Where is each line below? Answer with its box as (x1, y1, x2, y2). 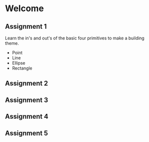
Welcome (5, 3, 44, 14)
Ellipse (12, 60, 26, 66)
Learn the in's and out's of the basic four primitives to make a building (5, 35, 145, 41)
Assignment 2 (5, 79, 48, 88)
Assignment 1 (5, 22, 47, 31)
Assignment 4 (5, 112, 48, 121)
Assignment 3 (5, 96, 48, 104)
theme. (5, 40, 19, 46)
